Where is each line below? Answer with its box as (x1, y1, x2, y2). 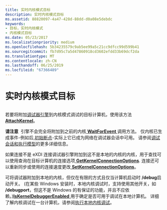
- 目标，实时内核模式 (5, 26, 43, 31)
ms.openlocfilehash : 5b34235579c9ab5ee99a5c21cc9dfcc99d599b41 (5, 44, 140, 49)
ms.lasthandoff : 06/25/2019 (5, 63, 64, 68)
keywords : (5, 21, 26, 26)
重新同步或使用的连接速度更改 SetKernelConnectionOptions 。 (9, 164, 139, 170)
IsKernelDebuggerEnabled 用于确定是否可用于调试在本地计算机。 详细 (13, 193, 160, 199)
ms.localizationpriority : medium (5, 40, 75, 45)
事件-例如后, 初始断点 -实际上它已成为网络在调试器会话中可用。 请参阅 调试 (9, 134, 161, 140)
